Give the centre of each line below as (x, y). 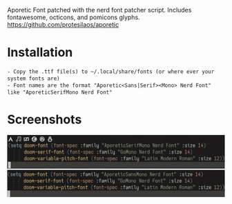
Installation (40, 53)
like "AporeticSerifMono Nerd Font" (60, 92)
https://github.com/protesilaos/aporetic (63, 24)
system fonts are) (33, 79)
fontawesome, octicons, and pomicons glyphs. (74, 17)
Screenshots (45, 120)
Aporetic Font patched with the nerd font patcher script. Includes (99, 10)
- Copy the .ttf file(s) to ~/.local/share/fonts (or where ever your (111, 72)
